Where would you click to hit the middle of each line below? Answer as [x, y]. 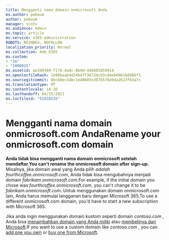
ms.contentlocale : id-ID [32, 89]
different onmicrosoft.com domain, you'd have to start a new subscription [82, 201]
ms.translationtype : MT [31, 84]
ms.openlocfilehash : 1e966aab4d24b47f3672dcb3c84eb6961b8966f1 [73, 75]
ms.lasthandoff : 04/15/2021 [35, 94]
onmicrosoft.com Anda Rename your [83, 134]
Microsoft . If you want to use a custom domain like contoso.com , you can [82, 227]
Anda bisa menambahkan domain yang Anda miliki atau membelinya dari [81, 222]
